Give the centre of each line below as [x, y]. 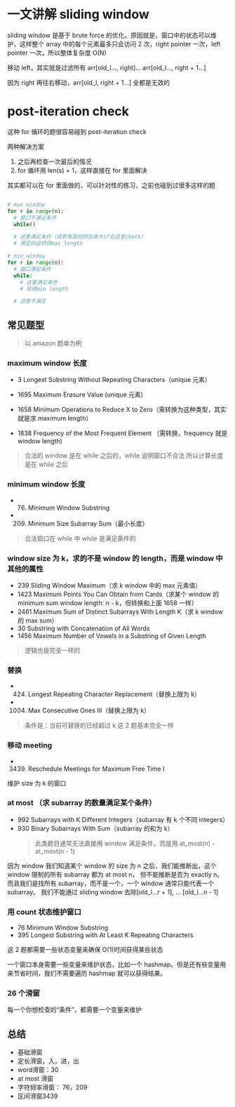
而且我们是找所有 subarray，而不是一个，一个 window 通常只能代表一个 [111, 883]
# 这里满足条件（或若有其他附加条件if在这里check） [80, 237]
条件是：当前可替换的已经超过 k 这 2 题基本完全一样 [99, 725]
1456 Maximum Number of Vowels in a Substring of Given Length [112, 635]
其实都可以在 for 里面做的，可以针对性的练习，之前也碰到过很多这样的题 [112, 185]
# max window [26, 204]
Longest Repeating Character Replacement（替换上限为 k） [114, 694]
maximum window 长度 [47, 363]
